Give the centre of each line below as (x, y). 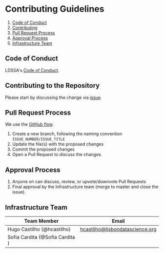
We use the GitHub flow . (29, 124)
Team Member (41, 221)
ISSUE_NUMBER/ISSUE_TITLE (38, 139)
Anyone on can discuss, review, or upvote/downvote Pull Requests (79, 182)
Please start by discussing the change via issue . (53, 97)
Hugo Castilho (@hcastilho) (39, 229)
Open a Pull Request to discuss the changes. (57, 155)
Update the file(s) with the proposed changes (58, 144)
